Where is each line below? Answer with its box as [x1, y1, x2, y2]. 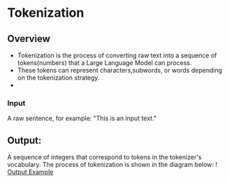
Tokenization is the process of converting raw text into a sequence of [17, 51, 218, 59]
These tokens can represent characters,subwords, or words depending [17, 66, 223, 74]
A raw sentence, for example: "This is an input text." [7, 114, 157, 123]
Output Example [7, 168, 54, 176]
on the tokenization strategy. [17, 73, 100, 82]
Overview [7, 33, 51, 45]
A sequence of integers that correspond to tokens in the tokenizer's [7, 153, 202, 161]
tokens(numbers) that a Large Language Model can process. [17, 59, 192, 67]
